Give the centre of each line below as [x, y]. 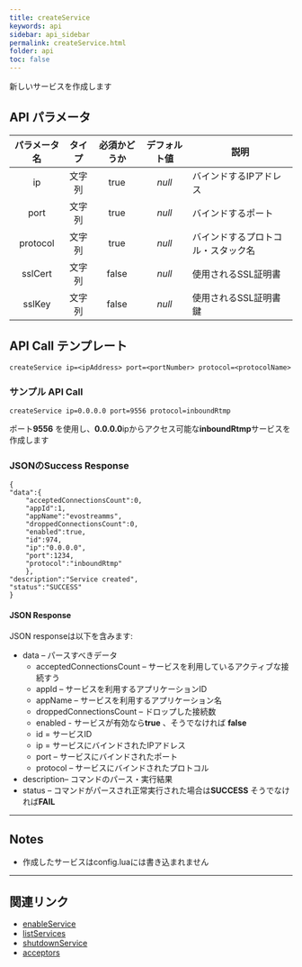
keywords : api [36, 26]
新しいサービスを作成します [61, 86]
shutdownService [55, 944]
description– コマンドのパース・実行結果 [98, 780]
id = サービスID [64, 734]
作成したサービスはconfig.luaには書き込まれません [115, 862]
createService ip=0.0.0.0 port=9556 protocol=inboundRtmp [120, 411]
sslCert [37, 273]
